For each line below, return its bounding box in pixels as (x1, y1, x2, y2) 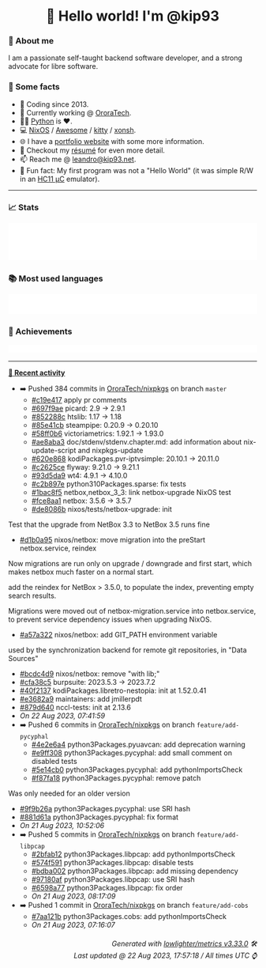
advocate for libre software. (8, 62, 99, 71)
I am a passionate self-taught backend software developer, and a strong (8, 53, 243, 62)
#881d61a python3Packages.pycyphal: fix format (19, 812, 179, 822)
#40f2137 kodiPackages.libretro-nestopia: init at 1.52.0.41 (19, 686, 207, 695)
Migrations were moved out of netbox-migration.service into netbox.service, (8, 607, 257, 616)
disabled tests (31, 757, 77, 766)
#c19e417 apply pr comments (31, 395, 128, 405)
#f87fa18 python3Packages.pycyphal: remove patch (31, 773, 201, 783)
